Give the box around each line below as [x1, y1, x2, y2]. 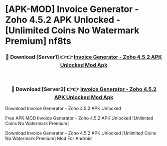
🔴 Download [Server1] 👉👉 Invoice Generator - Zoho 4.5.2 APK [5, 53, 162, 60]
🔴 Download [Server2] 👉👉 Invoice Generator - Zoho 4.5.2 [10, 86, 157, 93]
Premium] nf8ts [5, 35, 71, 47]
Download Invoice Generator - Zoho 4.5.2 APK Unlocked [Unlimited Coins [5, 130, 157, 136]
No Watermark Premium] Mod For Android [5, 135, 92, 141]
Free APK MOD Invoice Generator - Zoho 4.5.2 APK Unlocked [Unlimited [5, 115, 154, 121]
